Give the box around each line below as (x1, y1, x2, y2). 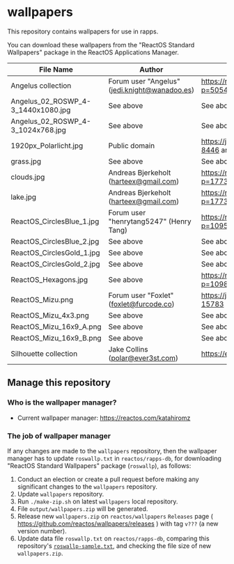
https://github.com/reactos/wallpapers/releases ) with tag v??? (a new (17, 519, 219, 528)
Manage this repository (7, 377, 111, 389)
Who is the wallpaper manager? (7, 398, 117, 407)
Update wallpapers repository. (17, 489, 104, 498)
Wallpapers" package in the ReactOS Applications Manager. (7, 48, 180, 56)
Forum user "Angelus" (108, 76, 180, 86)
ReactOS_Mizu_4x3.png (10, 311, 89, 320)
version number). (17, 526, 68, 535)
